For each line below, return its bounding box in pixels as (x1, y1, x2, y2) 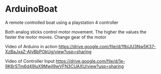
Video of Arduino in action (5, 43, 58, 49)
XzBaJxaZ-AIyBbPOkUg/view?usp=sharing (5, 49, 92, 55)
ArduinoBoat (5, 3, 58, 15)
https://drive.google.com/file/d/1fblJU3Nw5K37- (58, 43, 156, 49)
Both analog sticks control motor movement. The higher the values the (5, 29, 147, 35)
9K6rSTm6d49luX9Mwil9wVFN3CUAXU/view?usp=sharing (5, 63, 124, 69)
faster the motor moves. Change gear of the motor (5, 34, 106, 40)
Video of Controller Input (5, 58, 55, 64)
